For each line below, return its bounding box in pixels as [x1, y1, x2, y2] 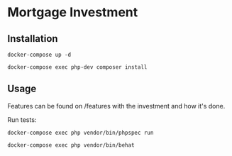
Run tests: [7, 115, 37, 124]
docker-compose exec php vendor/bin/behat [7, 141, 135, 149]
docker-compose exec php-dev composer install [7, 64, 148, 71]
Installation [7, 33, 58, 45]
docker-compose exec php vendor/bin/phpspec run [7, 129, 154, 136]
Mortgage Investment [7, 4, 138, 21]
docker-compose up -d [7, 51, 72, 58]
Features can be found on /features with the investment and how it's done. [7, 101, 226, 110]
